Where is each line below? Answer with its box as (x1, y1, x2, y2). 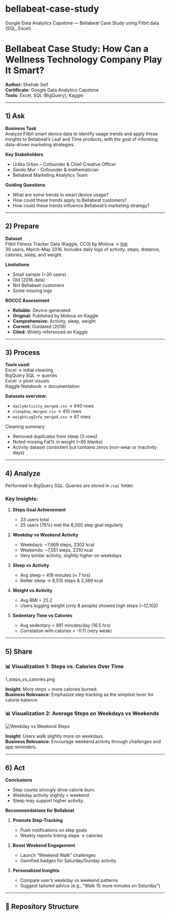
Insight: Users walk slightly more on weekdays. (5, 733, 105, 739)
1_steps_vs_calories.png (5, 676, 55, 682)
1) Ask (5, 112, 25, 120)
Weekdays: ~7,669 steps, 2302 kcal (20, 542, 95, 548)
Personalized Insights (12, 867, 60, 874)
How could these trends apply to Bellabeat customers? (12, 197, 127, 203)
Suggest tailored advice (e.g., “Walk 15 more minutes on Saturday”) (20, 882, 160, 889)
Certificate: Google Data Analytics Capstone (5, 87, 99, 93)
